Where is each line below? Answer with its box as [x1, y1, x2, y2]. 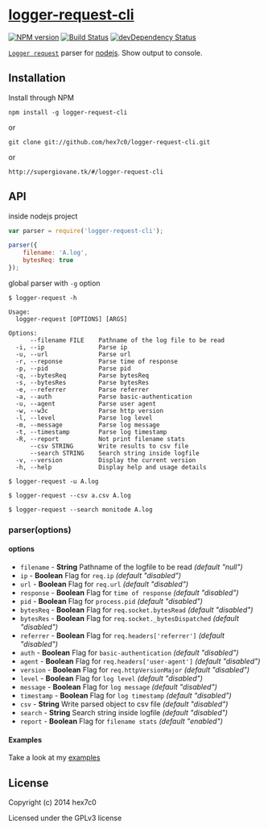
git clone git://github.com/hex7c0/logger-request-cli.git [8, 138, 211, 146]
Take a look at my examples [8, 752, 101, 763]
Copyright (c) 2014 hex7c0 [8, 798, 97, 807]
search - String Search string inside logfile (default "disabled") [19, 708, 228, 718]
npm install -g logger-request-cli [8, 108, 128, 116]
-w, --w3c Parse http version [15, 406, 163, 414]
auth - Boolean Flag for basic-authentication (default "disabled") [19, 648, 239, 658]
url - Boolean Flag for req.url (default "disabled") [19, 579, 189, 589]
